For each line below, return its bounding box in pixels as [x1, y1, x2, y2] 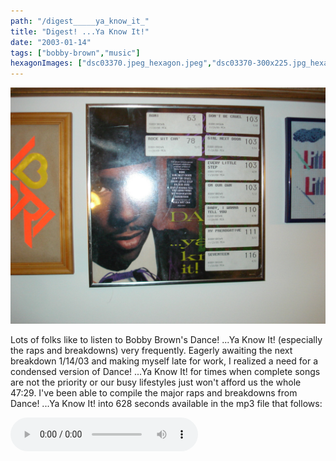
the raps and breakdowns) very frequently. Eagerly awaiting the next [10, 345, 293, 357]
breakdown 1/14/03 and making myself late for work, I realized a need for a [10, 355, 319, 367]
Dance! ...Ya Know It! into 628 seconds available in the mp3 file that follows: [10, 398, 323, 410]
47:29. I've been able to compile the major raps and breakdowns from [10, 387, 298, 399]
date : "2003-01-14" [10, 37, 92, 47]
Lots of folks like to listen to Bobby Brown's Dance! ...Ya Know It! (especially [10, 334, 323, 346]
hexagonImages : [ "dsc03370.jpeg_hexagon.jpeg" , [10, 58, 213, 69]
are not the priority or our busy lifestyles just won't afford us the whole [10, 376, 302, 389]
